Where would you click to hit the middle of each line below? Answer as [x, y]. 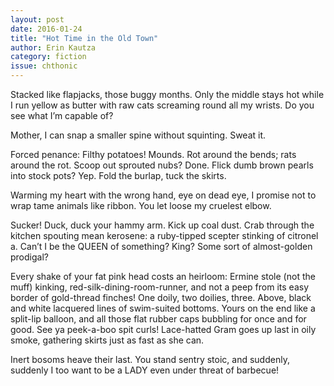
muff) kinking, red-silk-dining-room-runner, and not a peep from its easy [160, 287]
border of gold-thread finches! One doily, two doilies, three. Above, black [161, 297]
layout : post [37, 19]
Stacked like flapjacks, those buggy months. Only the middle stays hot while [167, 94]
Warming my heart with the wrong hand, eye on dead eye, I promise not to [163, 195]
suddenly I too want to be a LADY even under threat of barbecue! [145, 370]
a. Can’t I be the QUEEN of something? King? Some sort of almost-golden [161, 246]
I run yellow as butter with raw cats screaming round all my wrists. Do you [162, 105]
